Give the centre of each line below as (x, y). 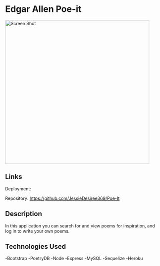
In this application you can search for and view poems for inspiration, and (80, 225)
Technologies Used (35, 246)
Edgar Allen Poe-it (43, 9)
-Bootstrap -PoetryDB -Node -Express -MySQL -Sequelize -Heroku (74, 259)
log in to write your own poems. (37, 231)
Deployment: (18, 188)
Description (24, 214)
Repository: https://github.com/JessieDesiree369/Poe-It (62, 198)
